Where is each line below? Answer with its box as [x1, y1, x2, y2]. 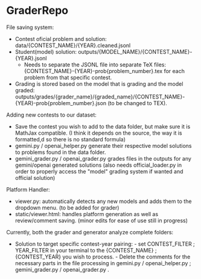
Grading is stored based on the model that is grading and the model [14, 80, 183, 88]
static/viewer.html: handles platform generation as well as [14, 210, 159, 217]
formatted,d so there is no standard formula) [14, 135, 126, 143]
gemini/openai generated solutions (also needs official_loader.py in [14, 161, 182, 168]
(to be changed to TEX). [107, 99, 167, 106]
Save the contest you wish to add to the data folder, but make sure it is [14, 123, 191, 130]
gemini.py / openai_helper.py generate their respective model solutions [14, 142, 192, 149]
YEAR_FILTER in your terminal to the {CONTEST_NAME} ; [14, 246, 157, 254]
